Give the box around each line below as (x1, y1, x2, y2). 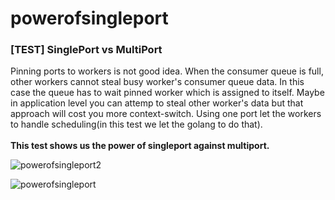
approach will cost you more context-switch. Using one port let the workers (10, 108, 322, 120)
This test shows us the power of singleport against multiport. (10, 140, 270, 152)
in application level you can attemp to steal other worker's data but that (10, 97, 304, 109)
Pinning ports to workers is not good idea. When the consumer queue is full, (10, 65, 324, 77)
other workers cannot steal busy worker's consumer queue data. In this (10, 76, 305, 88)
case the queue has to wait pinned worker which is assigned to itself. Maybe (10, 87, 325, 99)
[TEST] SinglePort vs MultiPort (10, 43, 163, 57)
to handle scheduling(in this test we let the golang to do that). (10, 118, 263, 131)
